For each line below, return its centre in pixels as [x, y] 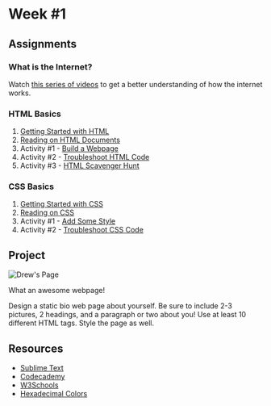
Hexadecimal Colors [54, 394]
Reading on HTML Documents [70, 140]
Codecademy [42, 377]
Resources [36, 348]
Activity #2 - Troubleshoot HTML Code [85, 157]
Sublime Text [42, 368]
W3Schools [39, 385]
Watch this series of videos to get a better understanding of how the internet [135, 84]
